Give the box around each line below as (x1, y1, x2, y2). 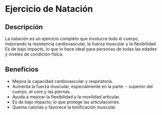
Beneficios (5, 65, 39, 74)
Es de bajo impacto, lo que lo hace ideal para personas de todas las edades (5, 46, 157, 52)
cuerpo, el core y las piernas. (12, 89, 71, 95)
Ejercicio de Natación (5, 3, 93, 15)
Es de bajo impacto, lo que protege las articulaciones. (12, 99, 121, 105)
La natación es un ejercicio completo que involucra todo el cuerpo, (5, 36, 140, 41)
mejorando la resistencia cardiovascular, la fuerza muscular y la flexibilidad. (5, 41, 157, 47)
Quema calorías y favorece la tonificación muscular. (12, 104, 117, 110)
